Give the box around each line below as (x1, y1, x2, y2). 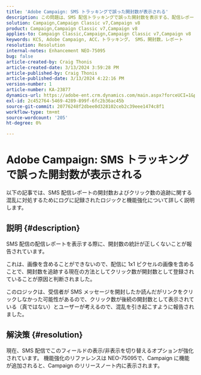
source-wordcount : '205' (6, 114, 68, 120)
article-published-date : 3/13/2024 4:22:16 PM (6, 75, 124, 81)
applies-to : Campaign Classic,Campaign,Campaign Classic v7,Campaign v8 (6, 31, 191, 37)
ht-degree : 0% (6, 120, 42, 126)
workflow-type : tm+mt (6, 109, 60, 115)
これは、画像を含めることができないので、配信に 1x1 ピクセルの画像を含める (6, 260, 194, 267)
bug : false (6, 53, 33, 59)
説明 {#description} (6, 223, 81, 234)
